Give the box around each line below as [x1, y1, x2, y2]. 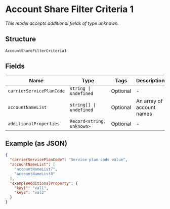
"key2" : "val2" [14, 190, 47, 195]
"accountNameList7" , [14, 167, 58, 172]
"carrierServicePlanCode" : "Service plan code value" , [10, 158, 128, 163]
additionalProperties [8, 121, 60, 127]
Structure [5, 35, 36, 43]
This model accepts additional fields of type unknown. [5, 20, 119, 26]
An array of [136, 97, 163, 104]
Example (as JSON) [5, 139, 67, 147]
